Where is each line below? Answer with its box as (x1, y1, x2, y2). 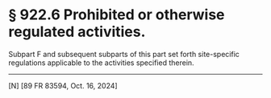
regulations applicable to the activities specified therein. (8, 58, 195, 67)
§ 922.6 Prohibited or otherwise (8, 6, 225, 24)
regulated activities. (8, 22, 146, 41)
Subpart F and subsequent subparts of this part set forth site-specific (8, 49, 240, 59)
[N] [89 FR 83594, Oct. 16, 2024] (8, 80, 119, 90)
